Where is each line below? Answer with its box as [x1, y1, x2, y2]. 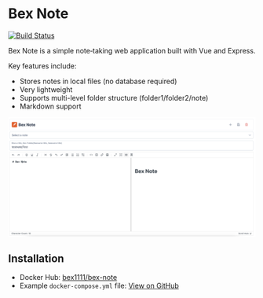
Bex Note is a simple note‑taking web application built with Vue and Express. [8, 46, 256, 55]
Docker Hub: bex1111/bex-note [19, 273, 118, 282]
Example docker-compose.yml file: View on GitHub [19, 281, 179, 291]
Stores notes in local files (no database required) [19, 76, 177, 86]
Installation [8, 252, 64, 265]
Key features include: [8, 61, 77, 71]
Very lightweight [19, 84, 73, 94]
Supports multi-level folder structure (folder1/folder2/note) [19, 93, 209, 102]
